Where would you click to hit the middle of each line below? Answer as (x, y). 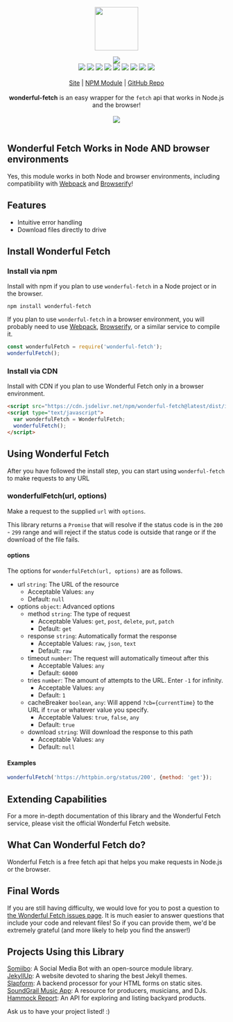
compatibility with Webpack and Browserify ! (70, 184)
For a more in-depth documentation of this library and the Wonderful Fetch (114, 816)
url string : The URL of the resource (68, 585)
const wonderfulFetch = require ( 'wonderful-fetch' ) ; (85, 347)
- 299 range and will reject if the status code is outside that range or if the (112, 532)
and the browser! (116, 105)
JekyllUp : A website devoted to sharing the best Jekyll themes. (97, 976)
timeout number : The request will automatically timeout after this (118, 658)
